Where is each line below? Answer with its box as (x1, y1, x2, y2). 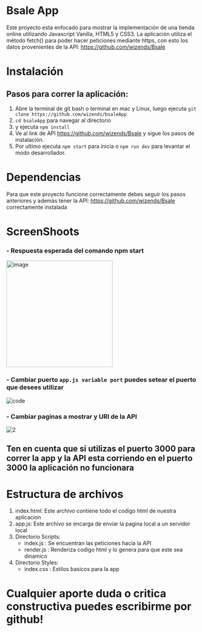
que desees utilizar (6, 383, 64, 391)
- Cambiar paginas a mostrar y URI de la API (6, 412, 138, 421)
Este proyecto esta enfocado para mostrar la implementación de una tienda (6, 24, 195, 31)
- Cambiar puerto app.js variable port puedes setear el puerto (6, 376, 197, 384)
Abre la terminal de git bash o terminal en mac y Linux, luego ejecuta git (15, 105, 197, 112)
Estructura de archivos (6, 487, 124, 501)
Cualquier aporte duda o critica (6, 587, 167, 600)
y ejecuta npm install (15, 123, 70, 130)
